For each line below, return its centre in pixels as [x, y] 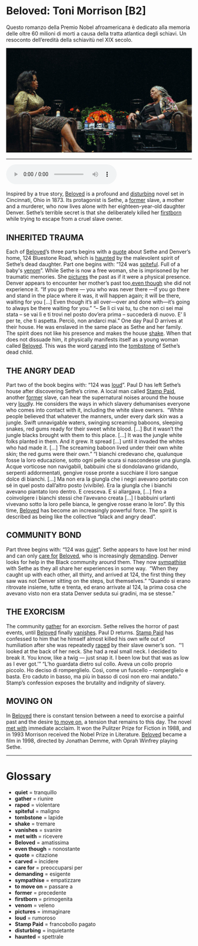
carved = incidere [37, 862]
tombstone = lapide [39, 818]
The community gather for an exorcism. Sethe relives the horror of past [93, 626]
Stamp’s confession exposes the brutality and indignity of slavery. [86, 683]
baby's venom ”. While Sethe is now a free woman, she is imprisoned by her [98, 270]
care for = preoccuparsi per [49, 868]
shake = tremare [35, 824]
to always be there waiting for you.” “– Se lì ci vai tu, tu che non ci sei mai [95, 308]
